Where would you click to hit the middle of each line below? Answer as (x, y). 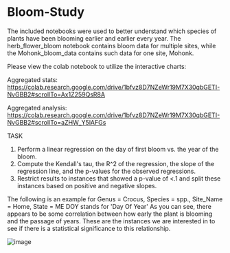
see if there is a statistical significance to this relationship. (89, 228)
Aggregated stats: (33, 79)
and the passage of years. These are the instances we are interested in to (111, 221)
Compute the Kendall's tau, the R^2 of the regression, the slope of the (116, 163)
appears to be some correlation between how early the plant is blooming (110, 214)
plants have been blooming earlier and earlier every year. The (94, 38)
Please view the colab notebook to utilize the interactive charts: (97, 66)
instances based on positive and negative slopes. (87, 185)
